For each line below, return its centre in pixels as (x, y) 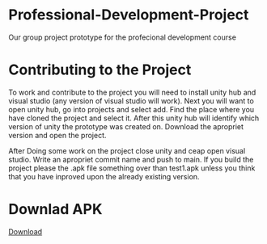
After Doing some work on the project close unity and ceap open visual (127, 150)
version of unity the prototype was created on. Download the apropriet (126, 126)
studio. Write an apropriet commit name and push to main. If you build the (131, 159)
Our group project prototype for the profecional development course (123, 37)
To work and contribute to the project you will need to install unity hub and (132, 92)
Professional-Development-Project (129, 15)
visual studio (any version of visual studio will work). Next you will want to (131, 101)
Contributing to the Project (100, 70)
